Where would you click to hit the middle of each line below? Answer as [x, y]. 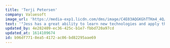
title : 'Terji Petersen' [31, 10]
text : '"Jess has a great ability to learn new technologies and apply [82, 24]
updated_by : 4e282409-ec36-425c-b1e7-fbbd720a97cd [60, 28]
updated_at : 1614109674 [30, 33]
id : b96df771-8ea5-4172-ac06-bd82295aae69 [51, 38]
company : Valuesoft [26, 14]
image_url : [17, 19]
